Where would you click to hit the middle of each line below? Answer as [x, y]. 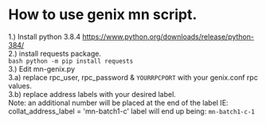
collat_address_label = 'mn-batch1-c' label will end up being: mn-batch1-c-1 [131, 111]
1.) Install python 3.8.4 [45, 37]
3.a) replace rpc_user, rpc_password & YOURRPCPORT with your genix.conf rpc [133, 77]
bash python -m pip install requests [71, 61]
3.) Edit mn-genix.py [42, 68]
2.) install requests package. [55, 53]
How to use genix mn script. [103, 15]
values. [20, 86]
